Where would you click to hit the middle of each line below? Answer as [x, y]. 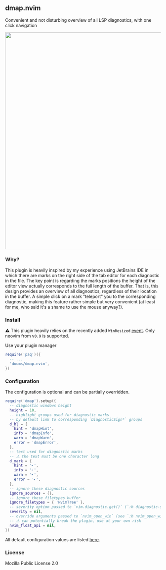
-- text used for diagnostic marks [46, 452]
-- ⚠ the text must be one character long [55, 456]
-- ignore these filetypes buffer [45, 498]
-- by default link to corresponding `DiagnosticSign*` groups [76, 419]
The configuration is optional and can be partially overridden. [67, 392]
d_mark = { [21, 461]
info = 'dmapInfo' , [34, 433]
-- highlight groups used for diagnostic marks [60, 415]
